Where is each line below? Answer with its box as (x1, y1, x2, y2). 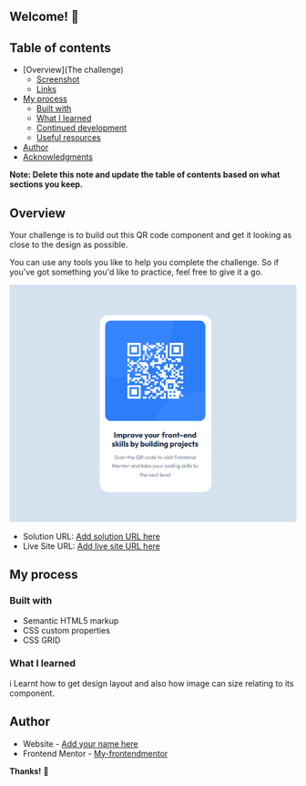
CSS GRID (22, 635, 61, 646)
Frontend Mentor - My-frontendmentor (22, 748, 168, 759)
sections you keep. (9, 179, 84, 190)
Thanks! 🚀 (9, 765, 49, 776)
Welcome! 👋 (9, 9, 79, 25)
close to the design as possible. (9, 239, 128, 251)
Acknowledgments (22, 151, 94, 162)
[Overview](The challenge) (22, 65, 125, 76)
